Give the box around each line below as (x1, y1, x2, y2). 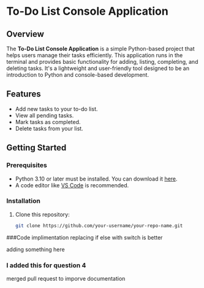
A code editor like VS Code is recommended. (15, 181, 129, 189)
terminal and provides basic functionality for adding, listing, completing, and (6, 58, 198, 65)
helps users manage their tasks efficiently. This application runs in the (6, 52, 183, 59)
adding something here (6, 246, 66, 253)
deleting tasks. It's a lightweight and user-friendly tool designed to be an (6, 64, 190, 72)
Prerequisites (6, 161, 47, 169)
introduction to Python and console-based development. (6, 71, 149, 78)
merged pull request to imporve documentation (6, 274, 126, 282)
